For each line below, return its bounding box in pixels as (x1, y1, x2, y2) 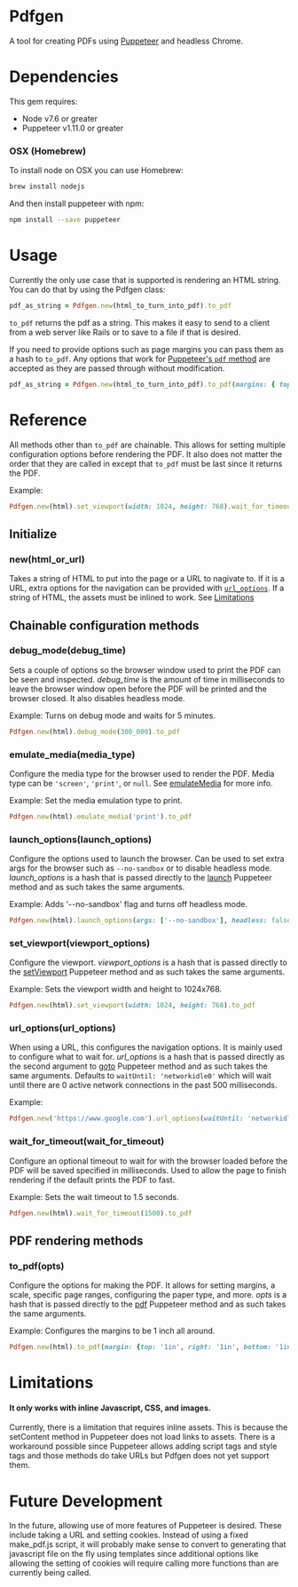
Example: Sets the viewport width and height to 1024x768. (9, 983, 223, 995)
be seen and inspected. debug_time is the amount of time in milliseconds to (9, 674, 286, 684)
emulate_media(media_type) (9, 748, 136, 761)
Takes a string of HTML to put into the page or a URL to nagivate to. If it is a (9, 573, 286, 584)
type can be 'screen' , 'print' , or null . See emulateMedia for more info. (9, 778, 273, 788)
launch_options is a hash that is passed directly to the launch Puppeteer (9, 872, 272, 883)
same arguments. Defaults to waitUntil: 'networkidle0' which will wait (9, 1070, 272, 1081)
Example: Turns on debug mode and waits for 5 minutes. (9, 710, 216, 721)
